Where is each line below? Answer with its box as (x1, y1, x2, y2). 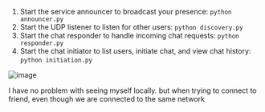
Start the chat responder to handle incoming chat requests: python (19, 31, 239, 40)
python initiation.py (19, 56, 92, 64)
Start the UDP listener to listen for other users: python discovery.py (19, 22, 243, 31)
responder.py (19, 39, 64, 47)
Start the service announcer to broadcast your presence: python (19, 7, 232, 16)
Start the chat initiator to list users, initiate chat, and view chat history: (19, 46, 251, 55)
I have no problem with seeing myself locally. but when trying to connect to (8, 86, 257, 95)
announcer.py (19, 15, 64, 23)
